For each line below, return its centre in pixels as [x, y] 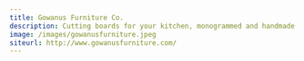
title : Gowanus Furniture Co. [67, 17]
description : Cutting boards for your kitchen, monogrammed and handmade [152, 26]
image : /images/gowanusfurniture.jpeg [83, 34]
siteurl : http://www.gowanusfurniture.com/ [93, 43]
